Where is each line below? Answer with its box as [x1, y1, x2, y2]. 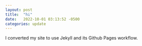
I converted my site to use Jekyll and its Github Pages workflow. [5, 35, 138, 41]
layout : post [5, 7, 33, 12]
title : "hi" [5, 12, 33, 17]
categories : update [5, 21, 46, 26]
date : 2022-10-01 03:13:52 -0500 [5, 16, 80, 21]
